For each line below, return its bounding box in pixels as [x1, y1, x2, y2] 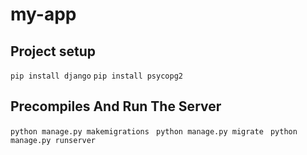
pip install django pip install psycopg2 [10, 71, 183, 81]
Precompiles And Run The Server [10, 98, 222, 115]
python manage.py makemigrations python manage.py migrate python [10, 126, 298, 137]
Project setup [10, 43, 97, 60]
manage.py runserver [10, 135, 97, 145]
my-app [10, 3, 77, 26]
